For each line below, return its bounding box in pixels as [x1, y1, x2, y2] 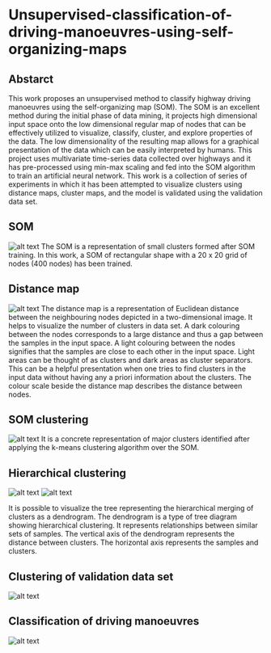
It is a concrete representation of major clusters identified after [40, 434, 250, 444]
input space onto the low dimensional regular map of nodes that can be [8, 120, 247, 128]
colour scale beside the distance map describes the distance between [8, 381, 243, 390]
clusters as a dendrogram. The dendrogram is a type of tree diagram [8, 512, 237, 522]
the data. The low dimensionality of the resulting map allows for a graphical [8, 137, 260, 146]
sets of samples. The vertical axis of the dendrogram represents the [8, 529, 235, 539]
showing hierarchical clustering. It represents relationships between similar [8, 520, 259, 530]
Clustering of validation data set [8, 570, 174, 583]
